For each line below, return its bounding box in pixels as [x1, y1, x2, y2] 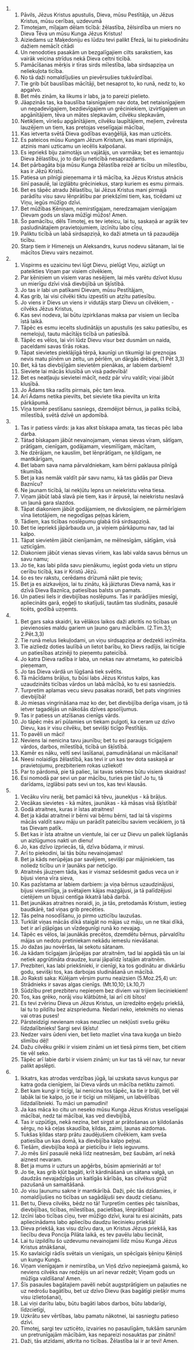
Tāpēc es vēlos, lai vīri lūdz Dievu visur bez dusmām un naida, [20, 337, 172, 343]
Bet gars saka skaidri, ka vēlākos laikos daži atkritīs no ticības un [20, 618, 178, 625]
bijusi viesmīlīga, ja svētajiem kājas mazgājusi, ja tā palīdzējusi [20, 887, 172, 894]
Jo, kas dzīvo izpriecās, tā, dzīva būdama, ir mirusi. [20, 843, 145, 850]
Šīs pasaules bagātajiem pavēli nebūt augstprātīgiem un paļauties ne [20, 1281, 187, 1288]
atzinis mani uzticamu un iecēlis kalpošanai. [20, 142, 127, 150]
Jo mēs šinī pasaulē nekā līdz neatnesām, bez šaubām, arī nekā [20, 1150, 175, 1156]
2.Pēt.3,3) [20, 631, 45, 638]
